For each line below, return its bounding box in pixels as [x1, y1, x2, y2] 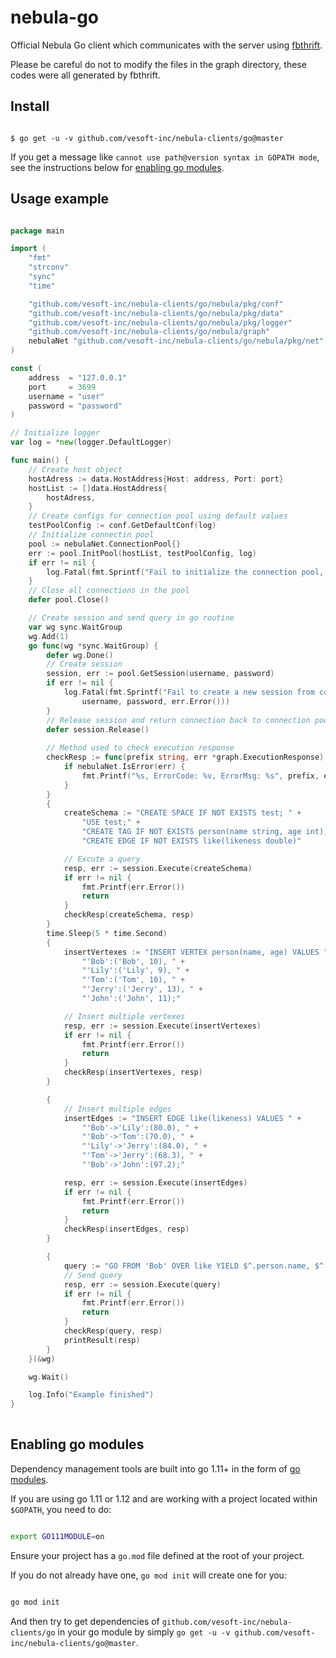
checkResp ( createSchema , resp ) [63, 910, 195, 920]
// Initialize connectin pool [28, 530, 155, 540]
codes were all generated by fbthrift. [10, 69, 161, 81]
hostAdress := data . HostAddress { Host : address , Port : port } [28, 474, 284, 484]
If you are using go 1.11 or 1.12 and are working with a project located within [10, 1492, 318, 1505]
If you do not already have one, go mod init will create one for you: [10, 1569, 287, 1581]
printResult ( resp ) [63, 1335, 141, 1345]
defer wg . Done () [46, 650, 114, 660]
